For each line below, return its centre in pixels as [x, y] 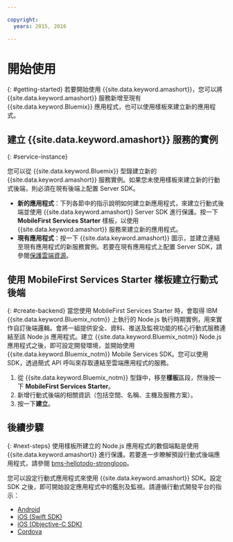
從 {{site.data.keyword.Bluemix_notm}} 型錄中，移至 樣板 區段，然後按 [116, 378]
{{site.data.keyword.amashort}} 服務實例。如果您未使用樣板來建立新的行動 [114, 180]
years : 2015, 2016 [40, 26]
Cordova [29, 531]
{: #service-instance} [37, 157]
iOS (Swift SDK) [40, 516]
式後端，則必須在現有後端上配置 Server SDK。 [74, 189]
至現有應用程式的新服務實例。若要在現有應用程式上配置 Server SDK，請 [120, 247]
